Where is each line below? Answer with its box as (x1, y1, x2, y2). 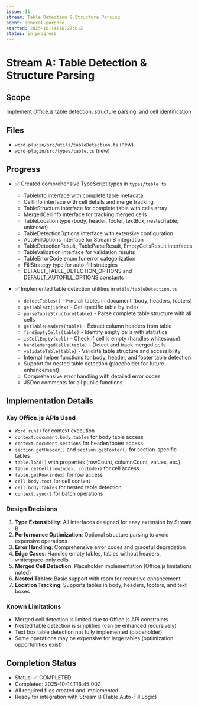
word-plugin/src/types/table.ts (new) (14, 147, 111, 154)
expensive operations (14, 537, 68, 544)
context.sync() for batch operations (14, 490, 103, 498)
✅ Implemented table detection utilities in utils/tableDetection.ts (14, 285, 177, 292)
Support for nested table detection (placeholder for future (23, 360, 164, 367)
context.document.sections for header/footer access (14, 439, 144, 447)
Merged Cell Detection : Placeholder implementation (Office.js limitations (14, 562, 192, 569)
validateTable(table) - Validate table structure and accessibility (23, 347, 181, 354)
